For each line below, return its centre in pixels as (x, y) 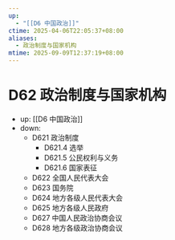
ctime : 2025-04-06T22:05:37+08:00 (66, 31)
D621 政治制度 (55, 137)
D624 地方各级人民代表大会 (77, 197)
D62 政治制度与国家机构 (87, 95)
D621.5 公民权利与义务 (81, 157)
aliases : (23, 38)
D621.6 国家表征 (71, 167)
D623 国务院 (53, 187)
